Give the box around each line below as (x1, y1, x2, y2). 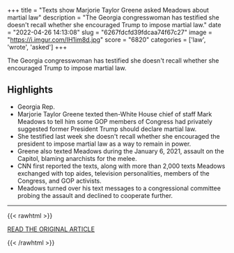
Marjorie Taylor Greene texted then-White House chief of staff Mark (17, 109, 212, 118)
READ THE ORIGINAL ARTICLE (7, 224, 95, 233)
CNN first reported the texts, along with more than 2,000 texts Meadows (17, 162, 226, 170)
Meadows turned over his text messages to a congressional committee (17, 184, 221, 192)
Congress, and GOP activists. (17, 176, 102, 185)
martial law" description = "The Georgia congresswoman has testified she (7, 13, 219, 22)
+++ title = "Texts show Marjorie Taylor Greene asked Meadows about (7, 6, 209, 14)
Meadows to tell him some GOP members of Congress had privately (17, 117, 212, 125)
